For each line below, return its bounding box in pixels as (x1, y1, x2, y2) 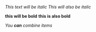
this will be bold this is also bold (5, 13, 71, 19)
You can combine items (5, 22, 52, 28)
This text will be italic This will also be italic (5, 4, 91, 10)
